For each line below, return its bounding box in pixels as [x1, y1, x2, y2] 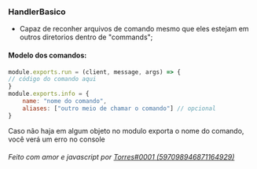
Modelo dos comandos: [8, 50, 87, 60]
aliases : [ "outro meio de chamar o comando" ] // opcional [22, 105, 216, 112]
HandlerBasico [8, 6, 66, 17]
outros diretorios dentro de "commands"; [19, 32, 153, 42]
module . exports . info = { [8, 90, 90, 98]
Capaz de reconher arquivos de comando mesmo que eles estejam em [19, 24, 249, 34]
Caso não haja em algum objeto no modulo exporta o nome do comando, [8, 126, 244, 135]
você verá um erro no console [8, 134, 106, 144]
